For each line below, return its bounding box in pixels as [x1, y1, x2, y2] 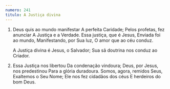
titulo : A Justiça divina [5, 12, 60, 17]
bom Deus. [12, 79, 36, 85]
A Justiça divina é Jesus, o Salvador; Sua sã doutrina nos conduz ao [12, 47, 158, 53]
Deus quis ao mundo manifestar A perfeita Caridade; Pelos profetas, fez [12, 26, 165, 32]
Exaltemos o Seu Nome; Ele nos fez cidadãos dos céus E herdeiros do [12, 73, 161, 79]
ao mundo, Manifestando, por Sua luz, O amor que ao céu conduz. [12, 37, 154, 43]
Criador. [12, 52, 30, 59]
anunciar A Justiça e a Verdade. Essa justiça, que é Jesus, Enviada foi [12, 32, 161, 38]
